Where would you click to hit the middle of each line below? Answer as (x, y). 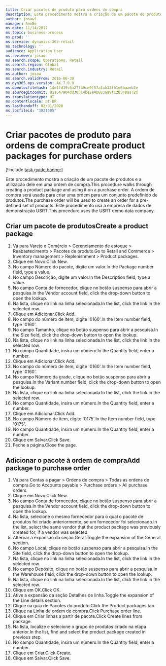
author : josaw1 (21, 19)
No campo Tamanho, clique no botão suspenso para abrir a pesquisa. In (85, 330)
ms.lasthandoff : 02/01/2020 (34, 106)
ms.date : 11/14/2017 (27, 28)
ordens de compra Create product (75, 146)
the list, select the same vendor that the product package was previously (87, 527)
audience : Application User (34, 51)
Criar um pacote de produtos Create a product (77, 226)
